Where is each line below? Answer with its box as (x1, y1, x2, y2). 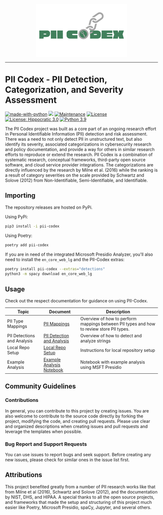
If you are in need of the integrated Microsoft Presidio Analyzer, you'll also (5, 251, 153, 257)
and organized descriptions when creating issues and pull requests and (5, 423, 148, 429)
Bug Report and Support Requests (5, 441, 87, 448)
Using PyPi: (5, 214, 28, 219)
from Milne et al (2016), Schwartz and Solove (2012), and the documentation (5, 489, 158, 495)
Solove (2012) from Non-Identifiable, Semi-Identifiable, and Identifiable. (5, 177, 148, 183)
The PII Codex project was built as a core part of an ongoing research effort (5, 126, 157, 132)
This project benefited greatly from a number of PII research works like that (5, 483, 156, 489)
